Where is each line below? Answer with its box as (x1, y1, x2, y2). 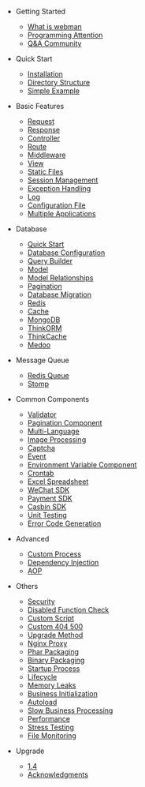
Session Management (27, 175, 99, 185)
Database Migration (27, 290, 92, 299)
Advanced (15, 534, 50, 543)
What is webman (27, 22, 83, 31)
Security (27, 597, 55, 606)
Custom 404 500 (27, 622, 84, 631)
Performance (27, 714, 71, 723)
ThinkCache (27, 332, 67, 341)
